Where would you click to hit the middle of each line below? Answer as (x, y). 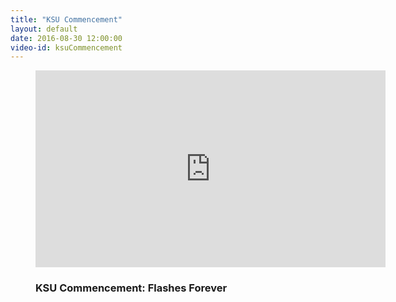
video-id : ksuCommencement (66, 47)
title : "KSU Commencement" (66, 19)
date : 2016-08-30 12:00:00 (66, 38)
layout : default (44, 29)
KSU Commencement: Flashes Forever (131, 288)
